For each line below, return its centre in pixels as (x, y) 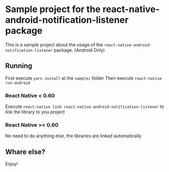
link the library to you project (35, 112)
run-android (18, 83)
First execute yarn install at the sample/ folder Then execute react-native (84, 78)
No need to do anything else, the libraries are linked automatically (73, 136)
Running (19, 66)
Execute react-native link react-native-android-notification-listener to (85, 106)
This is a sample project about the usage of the (54, 44)
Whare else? (25, 152)
